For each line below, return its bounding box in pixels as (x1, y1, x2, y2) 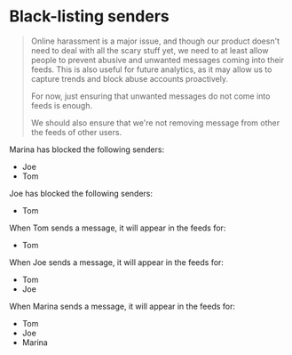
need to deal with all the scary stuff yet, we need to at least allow (30, 44, 269, 55)
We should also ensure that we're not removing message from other (30, 117, 280, 128)
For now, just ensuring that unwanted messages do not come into (30, 91, 271, 101)
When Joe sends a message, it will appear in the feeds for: (9, 256, 225, 268)
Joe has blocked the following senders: (9, 188, 154, 198)
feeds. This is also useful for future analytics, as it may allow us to (30, 64, 272, 75)
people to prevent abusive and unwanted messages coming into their (30, 54, 284, 65)
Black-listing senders (9, 6, 170, 27)
